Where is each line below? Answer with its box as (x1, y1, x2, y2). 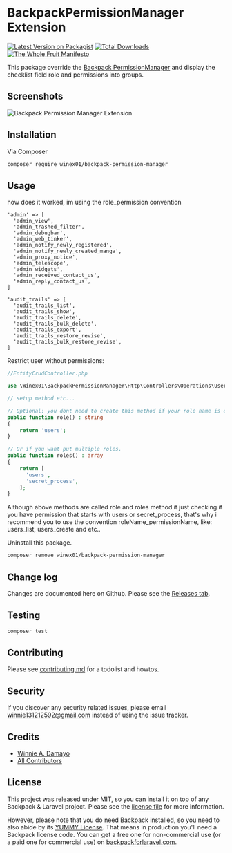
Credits (7, 731, 40, 742)
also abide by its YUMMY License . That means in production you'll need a (7, 823, 217, 831)
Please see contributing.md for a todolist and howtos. (7, 665, 159, 673)
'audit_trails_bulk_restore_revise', (13, 339, 122, 346)
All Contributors (17, 757, 62, 765)
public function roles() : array (7, 452, 104, 459)
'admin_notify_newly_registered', (13, 242, 113, 249)
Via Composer (7, 147, 48, 156)
